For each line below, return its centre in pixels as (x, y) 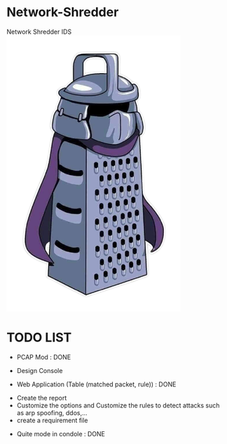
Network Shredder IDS (39, 32)
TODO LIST (39, 338)
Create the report (42, 398)
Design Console (40, 370)
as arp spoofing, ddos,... (52, 412)
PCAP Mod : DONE (44, 357)
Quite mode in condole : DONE (61, 433)
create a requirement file (52, 420)
